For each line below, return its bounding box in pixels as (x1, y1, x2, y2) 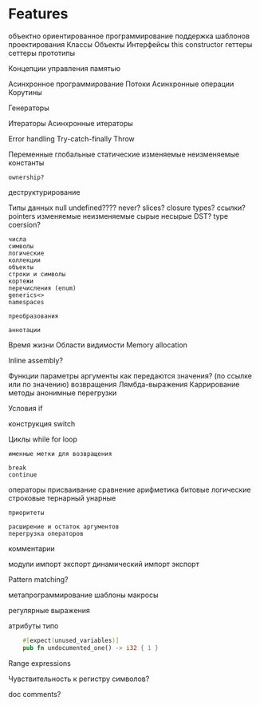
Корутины (8, 87, 42, 97)
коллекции (8, 256, 41, 264)
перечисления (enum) (8, 284, 77, 292)
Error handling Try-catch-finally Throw (8, 133, 136, 144)
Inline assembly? (8, 355, 64, 365)
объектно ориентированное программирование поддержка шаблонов (8, 31, 250, 41)
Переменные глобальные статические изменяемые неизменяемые (8, 149, 240, 159)
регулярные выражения (8, 605, 90, 615)
